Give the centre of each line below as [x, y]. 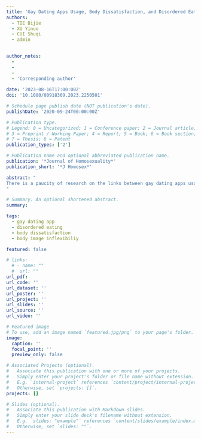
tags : [13, 216]
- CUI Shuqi [27, 34]
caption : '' [27, 344]
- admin [21, 40]
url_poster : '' [25, 294]
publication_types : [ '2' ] [38, 145]
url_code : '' [22, 282]
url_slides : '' [25, 305]
